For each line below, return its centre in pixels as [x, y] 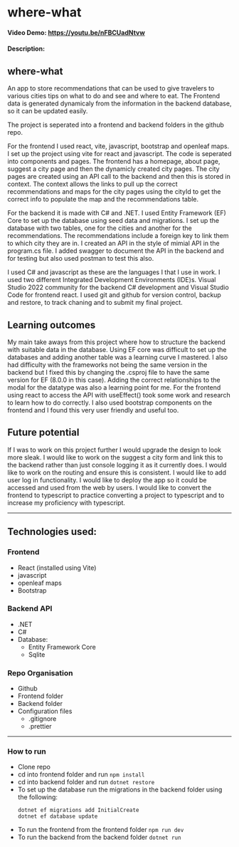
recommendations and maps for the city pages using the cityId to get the [114, 192]
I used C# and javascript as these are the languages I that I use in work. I [114, 272]
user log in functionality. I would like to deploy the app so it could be [107, 480]
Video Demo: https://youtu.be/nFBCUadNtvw [76, 32]
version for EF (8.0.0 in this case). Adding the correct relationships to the [114, 380]
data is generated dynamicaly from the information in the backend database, [119, 103]
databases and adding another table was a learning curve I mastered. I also [118, 357]
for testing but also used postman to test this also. [81, 259]
